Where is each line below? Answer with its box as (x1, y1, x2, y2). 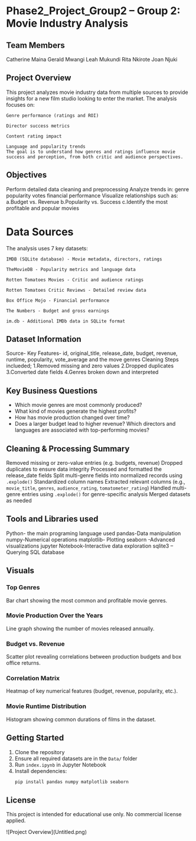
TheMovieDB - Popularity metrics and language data (6, 266, 136, 272)
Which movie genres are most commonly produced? (14, 402, 142, 409)
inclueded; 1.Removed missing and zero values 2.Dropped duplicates (6, 362, 174, 370)
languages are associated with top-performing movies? (14, 426, 149, 433)
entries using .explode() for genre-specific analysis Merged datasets (21, 491, 191, 497)
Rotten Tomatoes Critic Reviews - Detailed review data (6, 287, 146, 293)
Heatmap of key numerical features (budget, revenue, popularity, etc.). (6, 687, 178, 695)
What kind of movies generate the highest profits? (14, 408, 137, 415)
